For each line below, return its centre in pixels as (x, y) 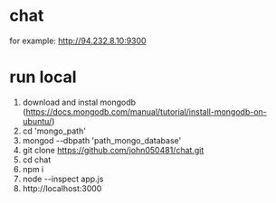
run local (43, 77)
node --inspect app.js (63, 179)
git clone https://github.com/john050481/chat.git (113, 150)
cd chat (37, 160)
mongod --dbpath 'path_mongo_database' (102, 140)
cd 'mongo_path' (54, 131)
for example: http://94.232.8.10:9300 (78, 41)
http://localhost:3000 (62, 188)
